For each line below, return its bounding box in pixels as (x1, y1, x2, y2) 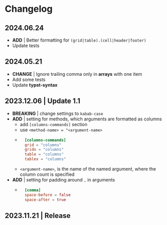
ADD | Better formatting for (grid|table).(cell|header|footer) (12, 37, 147, 43)
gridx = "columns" (24, 147, 64, 152)
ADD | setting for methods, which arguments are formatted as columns (12, 116, 162, 122)
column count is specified (19, 171, 75, 177)
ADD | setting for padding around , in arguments (12, 177, 115, 182)
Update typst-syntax (12, 81, 58, 88)
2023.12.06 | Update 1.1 (5, 97, 80, 106)
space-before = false (24, 192, 71, 197)
